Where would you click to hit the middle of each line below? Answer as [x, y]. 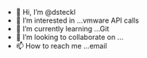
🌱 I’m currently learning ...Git [62, 29]
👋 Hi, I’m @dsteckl [46, 12]
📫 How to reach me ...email [61, 46]
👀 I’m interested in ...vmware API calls [77, 20]
